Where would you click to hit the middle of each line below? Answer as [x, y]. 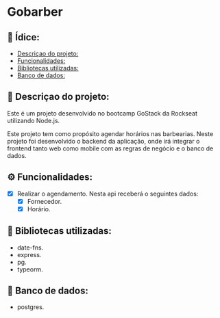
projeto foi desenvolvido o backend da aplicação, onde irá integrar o [103, 141]
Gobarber [35, 12]
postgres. [30, 307]
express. [29, 254]
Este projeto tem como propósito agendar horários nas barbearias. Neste [110, 133]
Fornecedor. [45, 201]
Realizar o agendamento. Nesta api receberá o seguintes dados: [108, 194]
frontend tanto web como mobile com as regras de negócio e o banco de [110, 148]
